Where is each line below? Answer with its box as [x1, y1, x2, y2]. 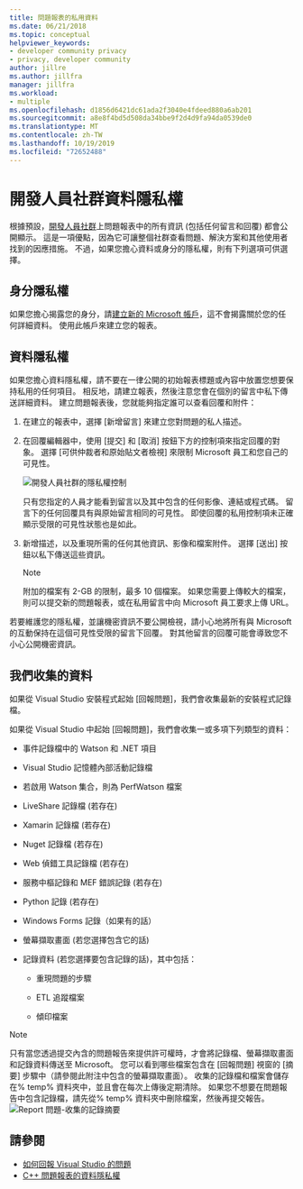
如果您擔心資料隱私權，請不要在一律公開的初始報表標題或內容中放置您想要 [9, 375, 286, 386]
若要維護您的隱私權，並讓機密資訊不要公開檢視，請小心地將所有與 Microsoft [9, 617, 292, 627]
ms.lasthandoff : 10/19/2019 [9, 139, 115, 148]
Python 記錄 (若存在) [22, 896, 99, 907]
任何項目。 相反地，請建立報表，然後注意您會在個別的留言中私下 [40, 386, 280, 397]
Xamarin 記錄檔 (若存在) [22, 819, 111, 830]
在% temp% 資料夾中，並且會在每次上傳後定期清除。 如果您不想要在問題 [9, 1082, 280, 1092]
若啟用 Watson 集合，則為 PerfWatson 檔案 [22, 782, 183, 791]
